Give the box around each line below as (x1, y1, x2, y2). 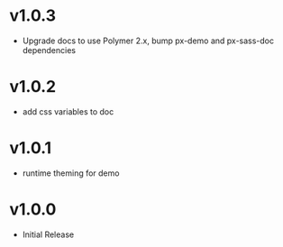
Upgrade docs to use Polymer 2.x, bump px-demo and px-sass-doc (22, 35, 275, 46)
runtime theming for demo (22, 168, 120, 178)
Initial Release (22, 229, 75, 240)
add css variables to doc (22, 105, 114, 117)
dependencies (22, 44, 77, 55)
